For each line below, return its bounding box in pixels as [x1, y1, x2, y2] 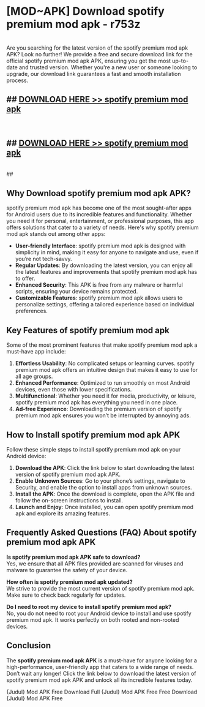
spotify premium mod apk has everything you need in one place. [15, 399, 178, 406]
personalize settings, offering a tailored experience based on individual [15, 301, 195, 308]
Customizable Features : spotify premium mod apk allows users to [15, 294, 183, 301]
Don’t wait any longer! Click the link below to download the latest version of [6, 670, 197, 677]
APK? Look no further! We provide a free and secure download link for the [6, 50, 193, 58]
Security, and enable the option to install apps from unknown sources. [15, 484, 192, 491]
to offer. [15, 274, 35, 282]
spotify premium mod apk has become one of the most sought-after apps [6, 204, 192, 212]
